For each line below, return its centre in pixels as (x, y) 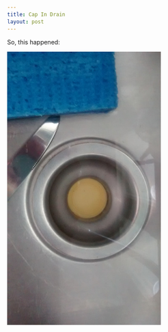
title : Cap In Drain (37, 14)
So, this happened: (33, 42)
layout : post (26, 22)
